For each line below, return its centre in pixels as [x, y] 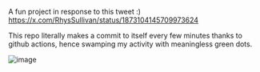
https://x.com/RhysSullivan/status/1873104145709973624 [103, 20]
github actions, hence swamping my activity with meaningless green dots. [130, 44]
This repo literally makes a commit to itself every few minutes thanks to [125, 36]
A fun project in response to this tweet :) [75, 12]
